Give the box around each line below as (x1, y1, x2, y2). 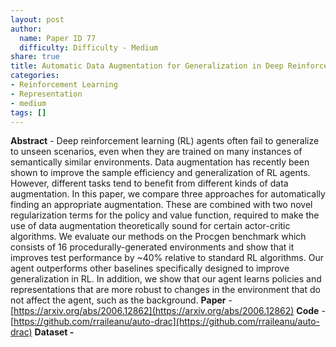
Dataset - (34, 326, 75, 338)
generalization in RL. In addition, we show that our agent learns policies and (10, 273, 322, 285)
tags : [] (10, 107, 47, 118)
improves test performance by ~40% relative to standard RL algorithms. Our (10, 252, 324, 264)
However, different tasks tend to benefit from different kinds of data (10, 177, 289, 190)
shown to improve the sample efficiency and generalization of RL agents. (10, 167, 311, 179)
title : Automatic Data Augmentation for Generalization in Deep (10, 61, 284, 71)
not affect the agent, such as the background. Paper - (10, 294, 233, 306)
